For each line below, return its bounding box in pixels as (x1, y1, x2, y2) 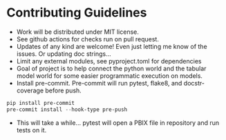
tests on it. (16, 126, 47, 134)
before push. (45, 86, 82, 94)
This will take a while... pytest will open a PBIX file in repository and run (16, 119, 220, 127)
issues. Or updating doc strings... (16, 50, 111, 58)
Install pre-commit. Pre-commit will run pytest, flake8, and (16, 79, 182, 87)
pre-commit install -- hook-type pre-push (6, 106, 128, 113)
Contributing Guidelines (6, 5, 147, 21)
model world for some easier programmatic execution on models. (16, 71, 203, 80)
